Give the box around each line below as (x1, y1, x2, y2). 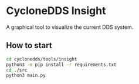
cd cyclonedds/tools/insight (6, 56, 77, 62)
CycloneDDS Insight (6, 4, 106, 18)
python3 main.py (6, 72, 46, 79)
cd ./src (6, 67, 28, 73)
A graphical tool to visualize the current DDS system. (6, 23, 134, 31)
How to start (6, 41, 52, 51)
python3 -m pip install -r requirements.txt (6, 62, 117, 68)
